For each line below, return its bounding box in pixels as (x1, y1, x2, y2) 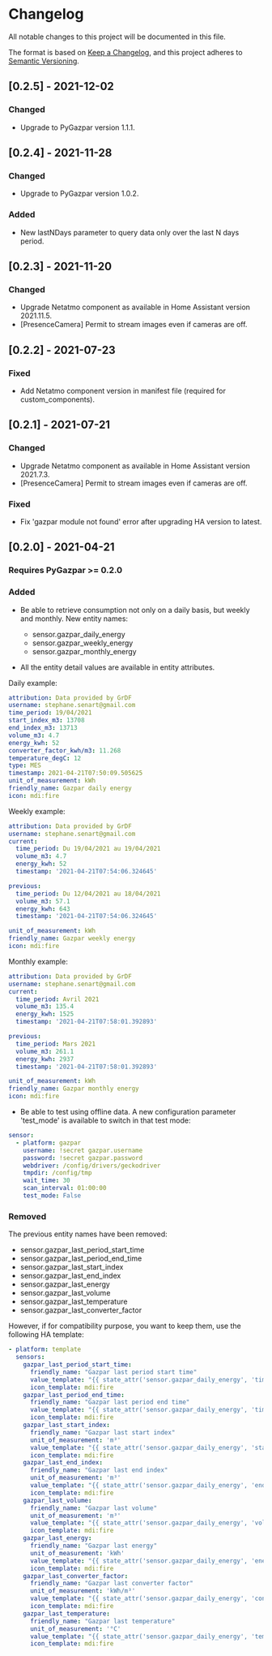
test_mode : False (23, 1192, 82, 1200)
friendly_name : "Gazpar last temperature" (29, 1617, 176, 1625)
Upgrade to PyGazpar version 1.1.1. (19, 123, 135, 132)
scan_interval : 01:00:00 (23, 1184, 107, 1192)
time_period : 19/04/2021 (8, 709, 92, 717)
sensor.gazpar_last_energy (19, 1279, 111, 1289)
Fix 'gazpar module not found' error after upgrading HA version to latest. (19, 516, 262, 526)
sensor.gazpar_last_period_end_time (19, 1253, 142, 1263)
